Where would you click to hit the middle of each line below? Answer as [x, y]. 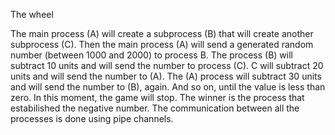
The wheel [32, 14]
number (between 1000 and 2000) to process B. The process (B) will [151, 55]
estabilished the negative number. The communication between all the [155, 108]
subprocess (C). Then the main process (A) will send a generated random [162, 44]
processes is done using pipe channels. [92, 118]
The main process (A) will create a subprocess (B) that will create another [162, 33]
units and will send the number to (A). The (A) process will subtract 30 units [166, 76]
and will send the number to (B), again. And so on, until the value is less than [168, 87]
